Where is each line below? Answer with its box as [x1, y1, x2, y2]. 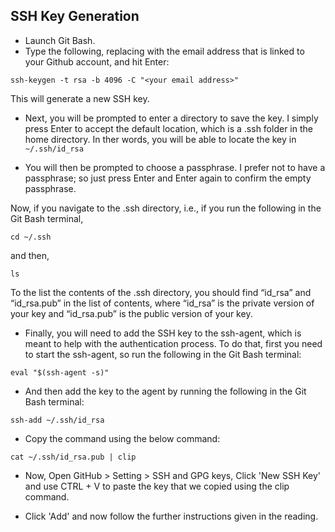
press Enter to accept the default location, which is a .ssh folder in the [24, 122, 313, 134]
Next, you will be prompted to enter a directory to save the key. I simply [24, 112, 319, 124]
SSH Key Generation [10, 8, 140, 25]
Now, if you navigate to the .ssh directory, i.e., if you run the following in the [10, 202, 322, 214]
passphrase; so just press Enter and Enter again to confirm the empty [24, 172, 312, 184]
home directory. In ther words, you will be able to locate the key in [24, 133, 297, 145]
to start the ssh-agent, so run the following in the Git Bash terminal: [24, 348, 302, 360]
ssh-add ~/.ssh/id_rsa [10, 415, 105, 425]
